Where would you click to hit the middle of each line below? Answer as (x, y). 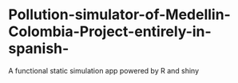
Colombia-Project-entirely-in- (110, 32)
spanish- (39, 49)
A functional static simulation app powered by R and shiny (104, 70)
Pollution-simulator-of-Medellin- (120, 15)
